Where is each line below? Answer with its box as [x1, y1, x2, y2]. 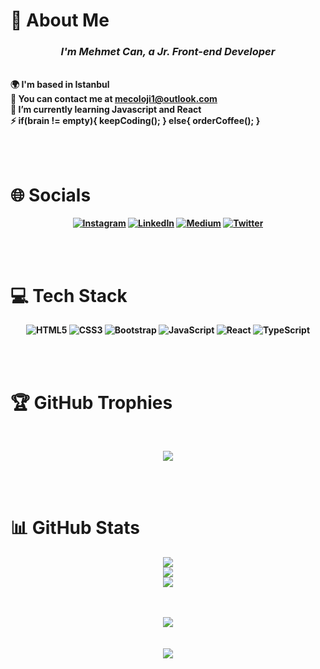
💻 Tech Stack [10, 284, 128, 307]
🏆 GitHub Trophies [10, 391, 173, 414]
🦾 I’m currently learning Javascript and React [10, 104, 202, 116]
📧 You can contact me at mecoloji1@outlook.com [10, 93, 218, 105]
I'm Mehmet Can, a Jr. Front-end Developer [60, 45, 276, 59]
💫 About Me [10, 9, 110, 32]
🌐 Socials [10, 184, 92, 206]
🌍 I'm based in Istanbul [10, 79, 110, 91]
